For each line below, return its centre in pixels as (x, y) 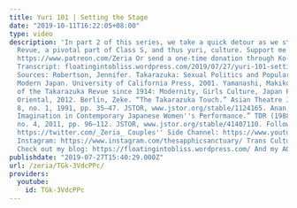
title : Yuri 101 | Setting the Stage (79, 17)
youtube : (33, 182)
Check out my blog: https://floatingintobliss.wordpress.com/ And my (148, 149)
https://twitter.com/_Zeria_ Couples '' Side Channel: (118, 133)
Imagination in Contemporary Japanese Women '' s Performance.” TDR (142, 116)
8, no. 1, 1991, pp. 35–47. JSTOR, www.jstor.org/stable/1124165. (142, 108)
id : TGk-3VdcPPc (55, 190)
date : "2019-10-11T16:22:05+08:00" (75, 26)
